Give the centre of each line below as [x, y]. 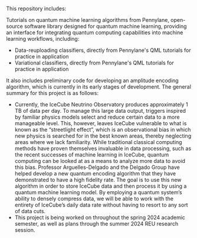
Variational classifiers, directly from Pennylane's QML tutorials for [94, 63]
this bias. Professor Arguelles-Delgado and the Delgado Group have [97, 167]
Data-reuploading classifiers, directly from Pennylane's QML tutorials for [103, 50]
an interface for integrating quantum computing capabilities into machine [95, 32]
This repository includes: [36, 9]
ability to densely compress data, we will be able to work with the [94, 198]
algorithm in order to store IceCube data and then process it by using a [101, 186]
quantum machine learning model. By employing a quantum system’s [98, 192]
